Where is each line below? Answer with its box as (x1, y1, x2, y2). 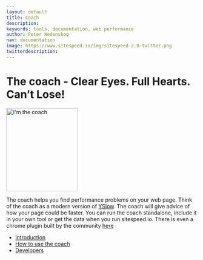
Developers (15, 247, 44, 254)
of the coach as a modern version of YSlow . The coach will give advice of (6, 202, 190, 210)
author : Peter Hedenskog (6, 32, 69, 38)
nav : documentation (6, 37, 56, 43)
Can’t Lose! (6, 87, 65, 101)
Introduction (15, 233, 46, 241)
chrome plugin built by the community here (6, 222, 114, 229)
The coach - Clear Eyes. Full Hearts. (6, 74, 191, 88)
